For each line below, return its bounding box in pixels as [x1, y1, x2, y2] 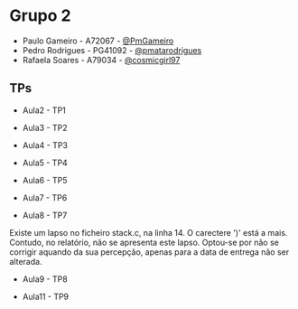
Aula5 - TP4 [22, 157, 68, 168]
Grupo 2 [9, 5, 71, 26]
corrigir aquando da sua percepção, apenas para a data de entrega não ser [9, 246, 290, 257]
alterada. [9, 256, 42, 267]
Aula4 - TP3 [22, 139, 68, 150]
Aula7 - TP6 [22, 192, 68, 203]
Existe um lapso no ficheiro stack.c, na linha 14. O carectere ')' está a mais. [9, 227, 288, 238]
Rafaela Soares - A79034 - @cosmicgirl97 [22, 54, 181, 65]
